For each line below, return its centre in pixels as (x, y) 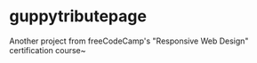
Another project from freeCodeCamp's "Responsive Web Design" (129, 41)
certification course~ (48, 50)
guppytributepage (78, 16)
